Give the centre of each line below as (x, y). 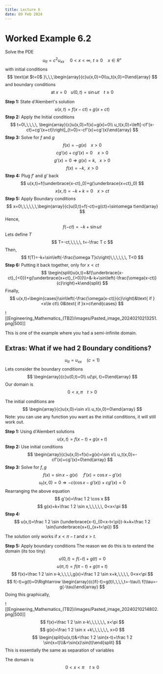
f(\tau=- (150, 582)
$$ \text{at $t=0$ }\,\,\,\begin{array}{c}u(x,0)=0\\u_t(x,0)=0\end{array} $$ (82, 77)
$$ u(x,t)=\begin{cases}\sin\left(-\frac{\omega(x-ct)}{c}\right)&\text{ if (81, 298)
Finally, (12, 291)
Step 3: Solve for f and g (30, 137)
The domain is (19, 660)
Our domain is (19, 384)
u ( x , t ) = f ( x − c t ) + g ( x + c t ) (82, 109)
